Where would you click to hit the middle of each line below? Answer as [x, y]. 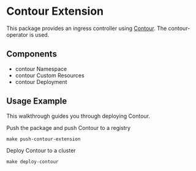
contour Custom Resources [50, 75]
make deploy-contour [33, 161]
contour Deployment [41, 82]
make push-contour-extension [43, 139]
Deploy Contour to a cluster [41, 150]
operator [17, 34]
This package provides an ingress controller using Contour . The [87, 28]
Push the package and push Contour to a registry [68, 127]
